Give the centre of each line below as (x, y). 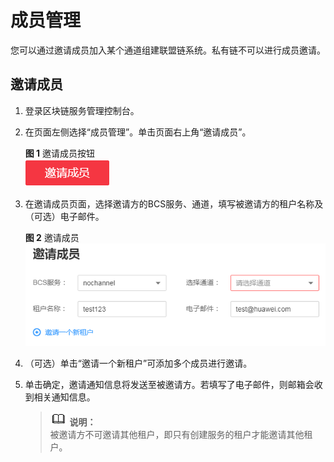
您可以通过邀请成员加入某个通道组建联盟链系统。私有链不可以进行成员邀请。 (168, 50)
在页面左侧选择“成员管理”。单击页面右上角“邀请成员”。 (138, 132)
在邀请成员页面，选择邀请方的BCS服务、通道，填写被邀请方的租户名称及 (174, 203)
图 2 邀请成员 (52, 237)
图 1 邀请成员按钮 (60, 153)
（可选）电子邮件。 (64, 216)
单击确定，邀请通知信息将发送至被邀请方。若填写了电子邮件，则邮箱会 (169, 384)
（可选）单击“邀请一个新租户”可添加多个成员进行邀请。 (138, 363)
